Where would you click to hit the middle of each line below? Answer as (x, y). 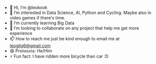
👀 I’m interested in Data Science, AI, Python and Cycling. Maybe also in (80, 13)
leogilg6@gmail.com (30, 46)
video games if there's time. (37, 18)
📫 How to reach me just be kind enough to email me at (64, 39)
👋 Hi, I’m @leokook (28, 8)
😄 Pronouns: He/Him (31, 51)
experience (21, 33)
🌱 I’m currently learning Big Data (42, 23)
